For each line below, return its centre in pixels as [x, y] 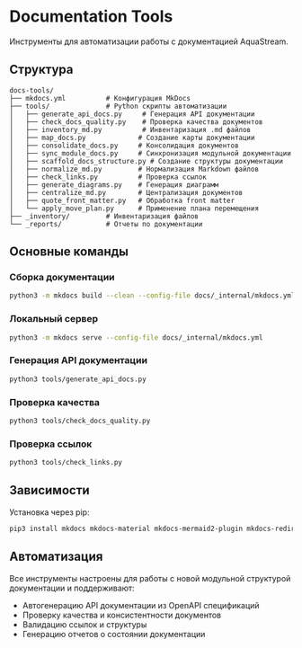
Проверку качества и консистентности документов [122, 615]
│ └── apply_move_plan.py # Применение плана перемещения [134, 209]
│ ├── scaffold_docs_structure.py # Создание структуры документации [146, 161]
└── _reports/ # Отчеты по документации [106, 224]
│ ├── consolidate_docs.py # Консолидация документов [124, 146]
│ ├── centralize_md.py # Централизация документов [126, 192]
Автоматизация [56, 557]
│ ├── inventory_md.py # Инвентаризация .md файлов [130, 129]
